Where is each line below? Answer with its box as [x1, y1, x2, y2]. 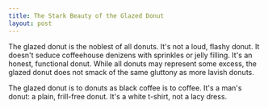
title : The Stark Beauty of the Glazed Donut [8, 11, 164, 20]
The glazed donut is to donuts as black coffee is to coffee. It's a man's [8, 82, 242, 93]
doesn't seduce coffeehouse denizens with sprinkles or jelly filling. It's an [8, 50, 253, 60]
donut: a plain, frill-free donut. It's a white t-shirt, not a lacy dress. [8, 91, 228, 101]
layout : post [8, 19, 52, 27]
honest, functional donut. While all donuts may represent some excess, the [8, 58, 257, 69]
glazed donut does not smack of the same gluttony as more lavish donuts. [8, 67, 254, 77]
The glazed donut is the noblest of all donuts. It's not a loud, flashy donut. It [8, 41, 260, 51]
